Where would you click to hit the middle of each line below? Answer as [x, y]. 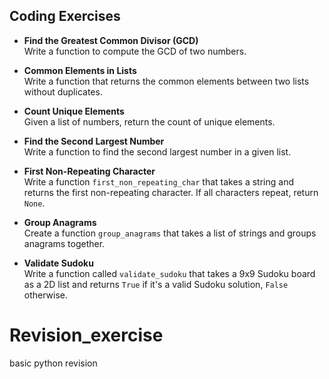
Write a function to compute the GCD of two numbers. [135, 51]
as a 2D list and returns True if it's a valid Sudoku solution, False [156, 284]
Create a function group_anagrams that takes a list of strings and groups [170, 233]
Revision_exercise [86, 335]
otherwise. [46, 295]
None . [34, 203]
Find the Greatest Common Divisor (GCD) [111, 40]
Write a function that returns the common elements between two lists [166, 81]
